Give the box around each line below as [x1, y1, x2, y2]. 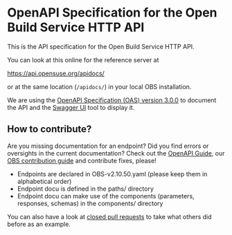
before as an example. [7, 220, 71, 228]
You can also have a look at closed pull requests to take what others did [7, 212, 213, 220]
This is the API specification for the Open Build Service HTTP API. [7, 42, 195, 50]
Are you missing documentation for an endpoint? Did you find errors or [7, 142, 209, 150]
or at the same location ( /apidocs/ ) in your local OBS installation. [7, 82, 192, 91]
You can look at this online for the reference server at [7, 55, 159, 64]
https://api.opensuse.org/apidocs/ [7, 69, 105, 77]
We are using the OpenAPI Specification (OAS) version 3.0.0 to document [7, 95, 217, 104]
